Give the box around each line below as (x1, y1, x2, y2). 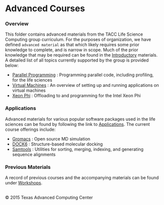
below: (5, 62, 19, 68)
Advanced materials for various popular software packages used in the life (5, 116, 156, 122)
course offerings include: (5, 126, 56, 132)
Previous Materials (5, 164, 51, 170)
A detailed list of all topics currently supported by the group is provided (5, 57, 149, 63)
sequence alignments (12, 151, 56, 157)
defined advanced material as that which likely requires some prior (5, 42, 140, 48)
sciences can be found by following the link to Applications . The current (5, 121, 150, 127)
